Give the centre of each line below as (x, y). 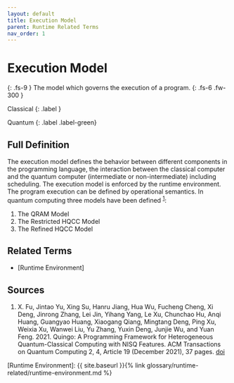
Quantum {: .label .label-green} (52, 123)
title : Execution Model (42, 20)
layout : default (31, 14)
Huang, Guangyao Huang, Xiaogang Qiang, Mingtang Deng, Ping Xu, (117, 322)
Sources (26, 290)
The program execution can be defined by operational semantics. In (105, 191)
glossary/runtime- (173, 365)
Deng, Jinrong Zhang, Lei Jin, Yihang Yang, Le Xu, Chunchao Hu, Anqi (119, 315)
